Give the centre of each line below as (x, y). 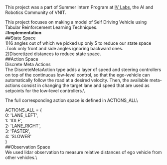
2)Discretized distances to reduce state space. (53, 54)
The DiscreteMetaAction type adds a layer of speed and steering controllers (83, 70)
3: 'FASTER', (18, 131)
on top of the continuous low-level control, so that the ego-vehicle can (78, 75)
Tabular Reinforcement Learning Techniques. (51, 27)
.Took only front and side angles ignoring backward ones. (64, 48)
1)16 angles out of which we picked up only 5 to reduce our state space (78, 43)
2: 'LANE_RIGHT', (23, 126)
